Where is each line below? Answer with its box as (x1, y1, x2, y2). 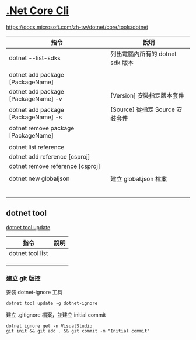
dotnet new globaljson (9, 174, 70, 183)
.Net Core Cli (6, 4, 69, 18)
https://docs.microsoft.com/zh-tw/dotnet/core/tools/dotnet (6, 23, 149, 30)
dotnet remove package (9, 124, 75, 132)
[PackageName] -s (9, 113, 62, 121)
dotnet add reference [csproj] (9, 152, 90, 160)
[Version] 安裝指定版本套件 (110, 91, 185, 99)
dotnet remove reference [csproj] (9, 162, 100, 170)
